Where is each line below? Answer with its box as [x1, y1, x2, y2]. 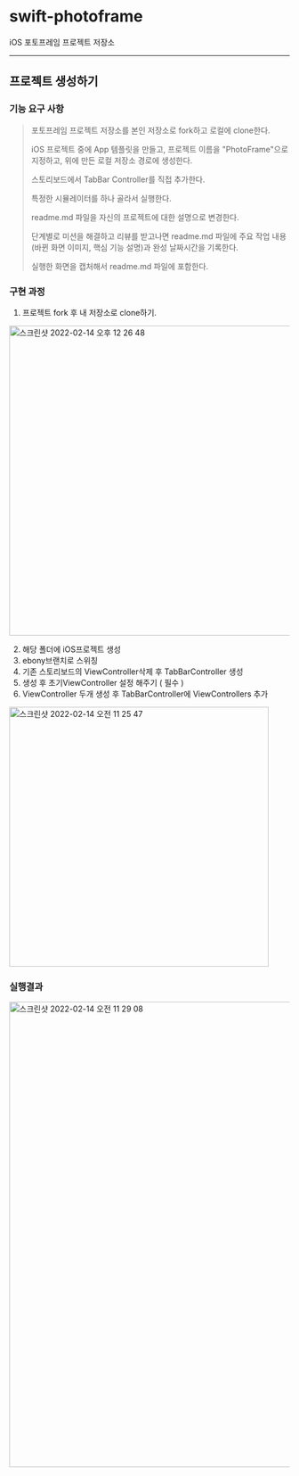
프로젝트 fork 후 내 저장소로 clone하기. [21, 307, 158, 317]
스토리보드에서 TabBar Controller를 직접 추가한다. [30, 174, 206, 185]
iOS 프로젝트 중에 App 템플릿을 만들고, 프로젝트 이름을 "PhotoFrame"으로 [30, 144, 289, 154]
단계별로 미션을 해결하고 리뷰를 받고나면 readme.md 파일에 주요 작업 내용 [30, 230, 287, 242]
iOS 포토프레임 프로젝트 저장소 [9, 37, 116, 47]
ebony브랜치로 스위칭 [21, 655, 98, 665]
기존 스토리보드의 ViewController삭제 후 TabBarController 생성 [21, 666, 244, 677]
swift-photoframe [9, 6, 144, 27]
